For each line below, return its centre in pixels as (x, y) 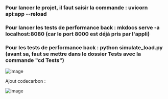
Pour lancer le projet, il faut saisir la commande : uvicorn (77, 8)
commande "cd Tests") (35, 60)
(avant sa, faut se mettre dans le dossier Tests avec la (73, 54)
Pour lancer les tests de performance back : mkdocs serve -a (82, 27)
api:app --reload (26, 14)
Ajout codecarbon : (26, 81)
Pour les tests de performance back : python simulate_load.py (84, 47)
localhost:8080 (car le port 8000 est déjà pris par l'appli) (77, 34)
